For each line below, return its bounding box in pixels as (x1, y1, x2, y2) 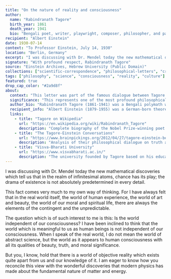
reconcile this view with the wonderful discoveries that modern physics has (5, 263, 164, 269)
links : (10, 111, 24, 117)
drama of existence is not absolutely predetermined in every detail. (5, 179, 146, 185)
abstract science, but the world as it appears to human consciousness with (5, 236, 163, 242)
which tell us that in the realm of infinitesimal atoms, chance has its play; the (5, 174, 165, 180)
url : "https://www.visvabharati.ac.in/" (18, 150, 106, 155)
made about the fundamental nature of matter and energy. (5, 268, 127, 274)
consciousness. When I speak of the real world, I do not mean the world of (5, 231, 162, 237)
